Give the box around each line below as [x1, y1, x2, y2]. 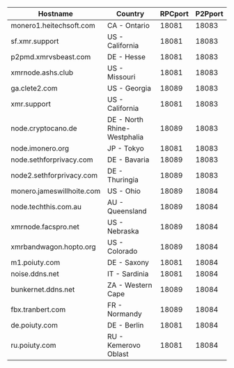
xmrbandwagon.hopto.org [10, 242, 96, 252]
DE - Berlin [107, 321, 144, 330]
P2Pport [195, 9, 224, 18]
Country [116, 9, 145, 18]
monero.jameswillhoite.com [10, 186, 101, 196]
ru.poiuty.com [10, 341, 57, 350]
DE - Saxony [107, 258, 150, 267]
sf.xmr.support [10, 36, 59, 46]
